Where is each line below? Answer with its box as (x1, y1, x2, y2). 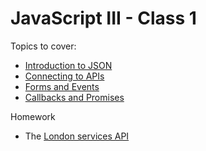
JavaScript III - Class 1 (10, 7, 197, 30)
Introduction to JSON (24, 59, 113, 71)
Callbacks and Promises (24, 91, 125, 103)
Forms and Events (24, 80, 100, 92)
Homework (10, 110, 56, 122)
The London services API (24, 130, 130, 142)
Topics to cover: (10, 40, 77, 52)
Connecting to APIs (24, 70, 105, 82)
